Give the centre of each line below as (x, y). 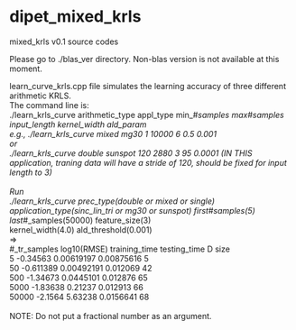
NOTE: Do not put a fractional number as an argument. (111, 316)
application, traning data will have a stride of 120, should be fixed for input (148, 162)
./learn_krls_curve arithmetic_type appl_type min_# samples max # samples (147, 115)
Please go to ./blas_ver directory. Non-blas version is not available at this (144, 59)
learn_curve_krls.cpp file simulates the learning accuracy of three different (148, 86)
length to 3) (31, 172)
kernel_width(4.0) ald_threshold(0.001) (81, 229)
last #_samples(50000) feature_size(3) (80, 220)
